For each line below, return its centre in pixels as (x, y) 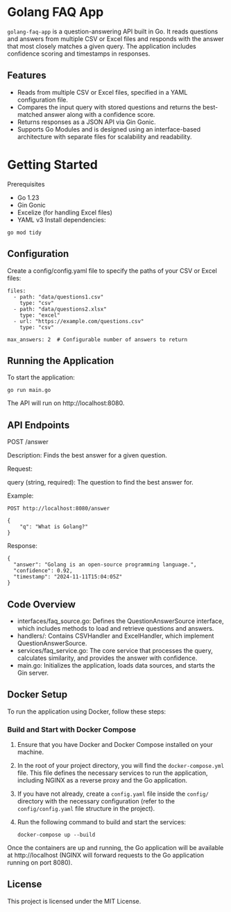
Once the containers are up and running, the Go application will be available (115, 848)
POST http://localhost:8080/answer (59, 509)
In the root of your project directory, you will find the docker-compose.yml (120, 766)
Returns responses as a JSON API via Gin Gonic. (86, 122)
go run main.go (29, 391)
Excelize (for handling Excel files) (65, 212)
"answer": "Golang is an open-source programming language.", (105, 565)
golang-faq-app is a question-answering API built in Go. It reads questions (113, 31)
